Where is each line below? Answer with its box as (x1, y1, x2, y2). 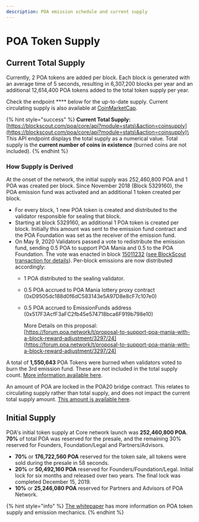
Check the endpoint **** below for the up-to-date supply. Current (6, 98, 168, 105)
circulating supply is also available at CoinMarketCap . (6, 104, 138, 111)
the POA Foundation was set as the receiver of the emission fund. (14, 232, 176, 239)
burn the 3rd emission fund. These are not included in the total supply (6, 365, 178, 372)
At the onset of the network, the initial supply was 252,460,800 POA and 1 (6, 176, 188, 183)
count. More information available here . (6, 371, 103, 379)
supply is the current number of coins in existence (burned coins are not (6, 141, 186, 148)
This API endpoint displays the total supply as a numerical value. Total (6, 135, 178, 142)
